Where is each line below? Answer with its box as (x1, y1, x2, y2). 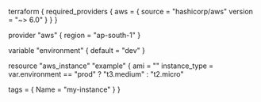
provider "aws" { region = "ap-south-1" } (8, 31, 141, 40)
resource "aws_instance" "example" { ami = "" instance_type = (8, 61, 214, 70)
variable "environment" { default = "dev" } (8, 46, 145, 55)
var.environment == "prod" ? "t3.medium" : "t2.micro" (8, 70, 184, 78)
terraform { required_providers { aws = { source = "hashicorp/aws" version (8, 7, 254, 16)
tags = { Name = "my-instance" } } (8, 85, 121, 94)
